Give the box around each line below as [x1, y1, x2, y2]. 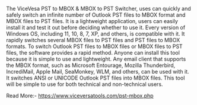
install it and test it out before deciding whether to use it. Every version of [6, 24, 186, 31]
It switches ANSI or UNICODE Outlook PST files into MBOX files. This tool [6, 74, 185, 81]
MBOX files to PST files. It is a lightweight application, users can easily [6, 18, 178, 24]
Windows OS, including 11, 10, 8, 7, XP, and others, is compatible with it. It [6, 30, 185, 37]
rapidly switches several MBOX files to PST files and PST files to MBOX [6, 37, 180, 43]
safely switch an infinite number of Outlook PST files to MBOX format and [6, 11, 186, 18]
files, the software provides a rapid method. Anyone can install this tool [6, 49, 180, 56]
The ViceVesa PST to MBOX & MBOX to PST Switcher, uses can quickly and [6, 5, 191, 12]
